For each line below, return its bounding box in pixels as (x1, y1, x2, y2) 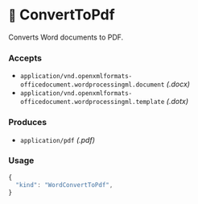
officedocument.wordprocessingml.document (19, 81, 165, 90)
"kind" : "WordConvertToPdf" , (15, 181, 113, 189)
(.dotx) (166, 97, 189, 106)
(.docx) (166, 79, 191, 90)
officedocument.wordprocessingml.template (19, 98, 165, 106)
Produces (8, 117, 47, 128)
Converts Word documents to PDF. (8, 32, 124, 42)
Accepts (8, 52, 43, 64)
